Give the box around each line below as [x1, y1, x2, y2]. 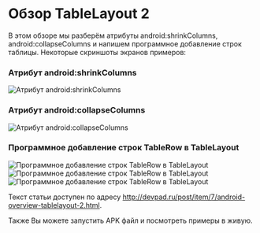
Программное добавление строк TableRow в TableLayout [8, 142, 240, 153]
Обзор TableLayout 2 [8, 5, 150, 23]
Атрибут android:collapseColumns [8, 105, 146, 116]
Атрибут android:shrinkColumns [8, 67, 137, 78]
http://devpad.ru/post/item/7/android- [122, 192, 246, 202]
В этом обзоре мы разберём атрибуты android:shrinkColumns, [8, 31, 218, 40]
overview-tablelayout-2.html [8, 200, 100, 209]
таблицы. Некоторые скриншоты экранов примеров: [8, 47, 187, 57]
